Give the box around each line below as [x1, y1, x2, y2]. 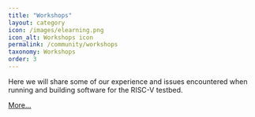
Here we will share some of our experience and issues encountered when [8, 76, 248, 86]
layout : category [8, 19, 66, 27]
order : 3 [8, 56, 37, 64]
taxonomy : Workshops [8, 48, 77, 56]
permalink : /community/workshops [8, 41, 118, 49]
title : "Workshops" [8, 11, 73, 20]
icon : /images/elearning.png [8, 26, 104, 34]
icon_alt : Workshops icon [8, 33, 93, 42]
